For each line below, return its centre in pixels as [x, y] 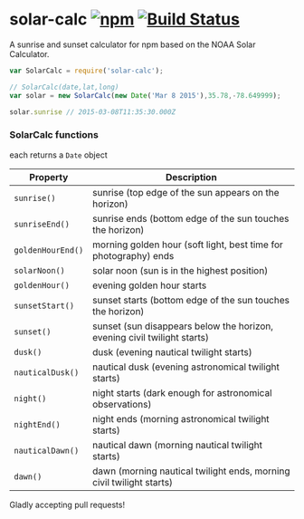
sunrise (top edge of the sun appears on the [185, 192]
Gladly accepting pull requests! [67, 505]
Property [49, 177]
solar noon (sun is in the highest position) [180, 270]
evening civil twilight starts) [151, 337]
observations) [122, 404]
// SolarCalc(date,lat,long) [64, 87]
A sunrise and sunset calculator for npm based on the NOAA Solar [133, 44]
